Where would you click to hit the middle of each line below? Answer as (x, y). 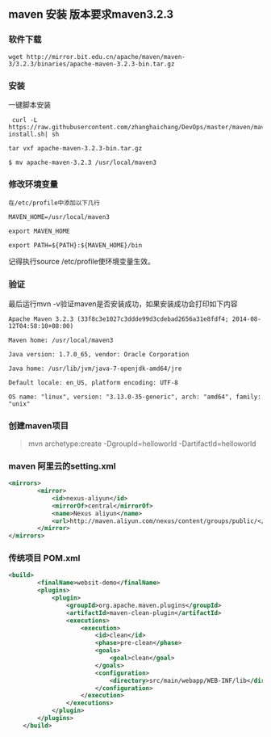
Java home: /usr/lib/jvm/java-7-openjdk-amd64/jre (95, 368)
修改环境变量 (33, 184)
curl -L (25, 120)
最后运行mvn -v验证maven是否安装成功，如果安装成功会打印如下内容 (123, 303)
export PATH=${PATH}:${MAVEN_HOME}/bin (75, 246)
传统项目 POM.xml (44, 558)
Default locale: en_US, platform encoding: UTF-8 (94, 382)
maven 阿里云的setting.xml (62, 465)
